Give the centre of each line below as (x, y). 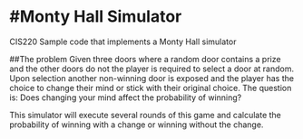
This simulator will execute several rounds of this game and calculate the (145, 115)
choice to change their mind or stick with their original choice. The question (151, 88)
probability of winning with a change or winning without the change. (137, 125)
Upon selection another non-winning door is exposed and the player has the (152, 78)
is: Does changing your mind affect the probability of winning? (126, 97)
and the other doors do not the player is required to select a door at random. (152, 69)
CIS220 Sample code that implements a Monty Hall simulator (123, 42)
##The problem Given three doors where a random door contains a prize (145, 59)
